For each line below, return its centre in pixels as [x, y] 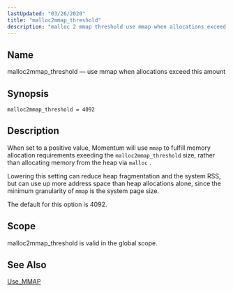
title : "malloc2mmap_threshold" [54, 20]
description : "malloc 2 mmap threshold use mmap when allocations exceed [117, 26]
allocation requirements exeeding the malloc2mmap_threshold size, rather [111, 155]
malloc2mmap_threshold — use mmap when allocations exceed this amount [116, 72]
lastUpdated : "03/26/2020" [46, 14]
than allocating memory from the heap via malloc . [79, 162]
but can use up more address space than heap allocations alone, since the [114, 183]
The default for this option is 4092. [57, 204]
